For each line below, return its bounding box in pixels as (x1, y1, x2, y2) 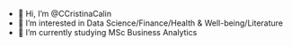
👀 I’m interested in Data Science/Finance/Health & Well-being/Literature (17, 18, 284, 28)
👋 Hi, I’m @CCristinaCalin (17, 9, 112, 19)
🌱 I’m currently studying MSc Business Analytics (17, 27, 198, 37)
